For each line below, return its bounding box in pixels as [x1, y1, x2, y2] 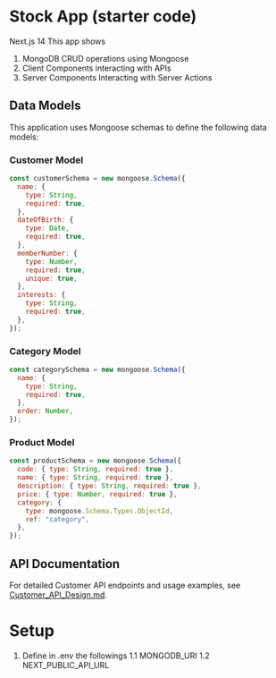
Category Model [9, 344, 81, 357]
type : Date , [25, 224, 70, 233]
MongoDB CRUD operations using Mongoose [21, 53, 189, 64]
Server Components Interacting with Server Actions [21, 72, 213, 82]
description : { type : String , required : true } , [17, 481, 202, 491]
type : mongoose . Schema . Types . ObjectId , [25, 506, 174, 515]
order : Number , [17, 407, 74, 416]
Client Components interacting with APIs [21, 63, 171, 73]
